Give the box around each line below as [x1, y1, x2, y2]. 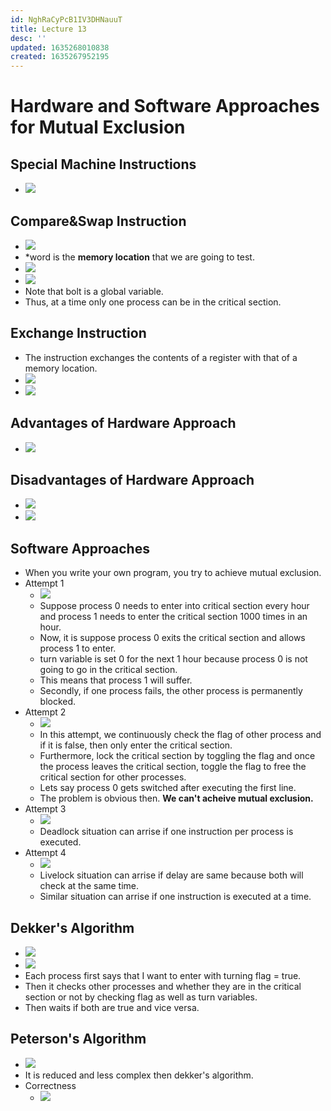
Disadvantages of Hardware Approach [10, 471, 255, 488]
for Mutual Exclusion [10, 116, 186, 139]
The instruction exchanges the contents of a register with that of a [24, 351, 298, 363]
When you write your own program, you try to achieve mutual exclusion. [24, 567, 322, 579]
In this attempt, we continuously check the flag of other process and [39, 729, 322, 741]
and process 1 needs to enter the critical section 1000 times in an [39, 611, 308, 623]
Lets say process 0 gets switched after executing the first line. [39, 782, 297, 794]
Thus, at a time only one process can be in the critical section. [24, 296, 282, 308]
